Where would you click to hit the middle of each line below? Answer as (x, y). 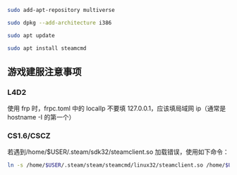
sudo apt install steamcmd (47, 48)
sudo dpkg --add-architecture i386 (60, 22)
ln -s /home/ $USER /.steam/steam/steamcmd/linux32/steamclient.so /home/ (116, 165)
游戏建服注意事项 (44, 71)
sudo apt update (31, 35)
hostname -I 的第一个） (41, 117)
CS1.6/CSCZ (29, 136)
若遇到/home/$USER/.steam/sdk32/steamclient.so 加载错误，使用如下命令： (118, 152)
